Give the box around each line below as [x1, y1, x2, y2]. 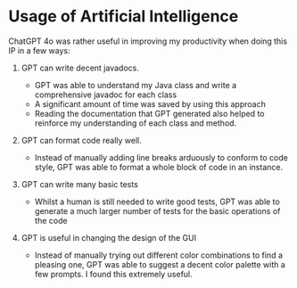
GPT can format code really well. [21, 135, 142, 145]
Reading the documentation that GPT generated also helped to [34, 108, 265, 119]
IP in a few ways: [8, 45, 70, 55]
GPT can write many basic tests [21, 178, 139, 189]
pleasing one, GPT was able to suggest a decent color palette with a [34, 259, 286, 269]
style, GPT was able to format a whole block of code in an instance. [34, 161, 283, 172]
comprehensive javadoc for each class [34, 89, 177, 100]
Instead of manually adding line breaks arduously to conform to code [34, 152, 289, 162]
